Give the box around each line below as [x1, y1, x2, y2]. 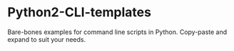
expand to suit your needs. [7, 35, 86, 43]
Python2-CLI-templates [7, 4, 152, 21]
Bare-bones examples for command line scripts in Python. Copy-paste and [7, 28, 228, 36]
